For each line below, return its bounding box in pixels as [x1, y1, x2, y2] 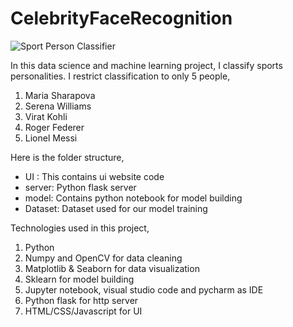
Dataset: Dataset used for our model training [24, 202, 208, 214]
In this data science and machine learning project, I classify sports [10, 59, 283, 71]
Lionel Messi [24, 132, 78, 144]
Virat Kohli [24, 110, 68, 122]
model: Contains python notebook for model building [24, 192, 243, 204]
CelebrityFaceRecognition [10, 7, 233, 30]
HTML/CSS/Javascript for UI [24, 305, 143, 317]
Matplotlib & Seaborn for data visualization [24, 262, 200, 274]
